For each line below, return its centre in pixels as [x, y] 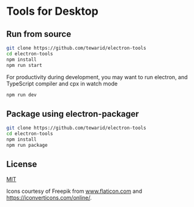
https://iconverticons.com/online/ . [49, 197]
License [22, 164]
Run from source [39, 34]
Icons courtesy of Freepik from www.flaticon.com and [74, 191]
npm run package [27, 145]
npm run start [24, 65]
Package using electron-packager [73, 114]
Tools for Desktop [53, 11]
